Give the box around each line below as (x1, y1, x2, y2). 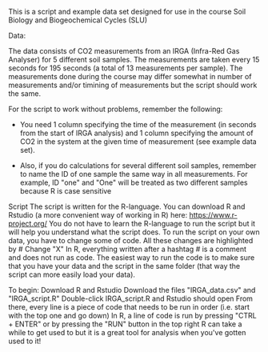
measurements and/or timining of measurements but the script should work (8, 80, 258, 90)
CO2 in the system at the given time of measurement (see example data (19, 137, 258, 146)
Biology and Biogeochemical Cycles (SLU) (8, 15, 148, 25)
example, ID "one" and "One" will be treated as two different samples (19, 178, 248, 187)
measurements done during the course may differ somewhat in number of (8, 72, 252, 81)
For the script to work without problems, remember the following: (8, 104, 223, 114)
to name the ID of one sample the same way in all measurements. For (19, 170, 248, 178)
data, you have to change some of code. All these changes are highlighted (8, 236, 254, 245)
